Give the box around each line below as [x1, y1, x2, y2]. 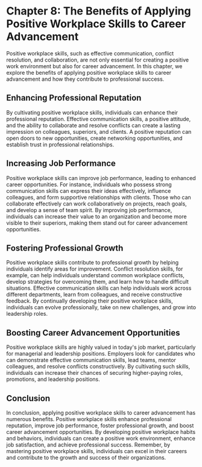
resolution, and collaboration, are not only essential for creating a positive [6, 56, 189, 63]
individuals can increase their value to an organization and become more [6, 213, 187, 220]
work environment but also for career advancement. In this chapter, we [6, 62, 183, 70]
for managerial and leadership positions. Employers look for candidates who [6, 350, 195, 357]
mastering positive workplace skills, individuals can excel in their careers [6, 448, 187, 454]
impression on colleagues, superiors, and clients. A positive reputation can [6, 128, 192, 135]
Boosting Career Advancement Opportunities [6, 327, 180, 338]
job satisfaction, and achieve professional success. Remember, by [6, 441, 171, 448]
